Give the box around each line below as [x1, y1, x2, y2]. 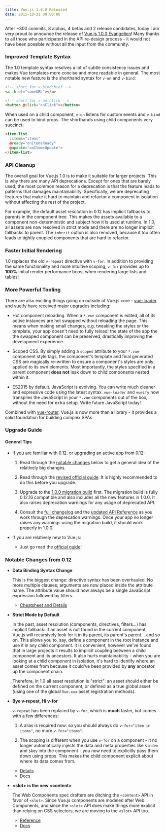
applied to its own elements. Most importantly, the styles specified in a [12, 363, 156, 370]
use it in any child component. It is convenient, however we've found [12, 642, 152, 648]
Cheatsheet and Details [19, 602, 67, 608]
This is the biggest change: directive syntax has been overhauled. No [12, 577, 153, 582]
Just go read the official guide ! [19, 543, 82, 550]
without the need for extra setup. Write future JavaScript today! [12, 399, 141, 405]
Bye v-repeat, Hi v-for [12, 698, 58, 704]
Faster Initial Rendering [5, 247, 62, 254]
